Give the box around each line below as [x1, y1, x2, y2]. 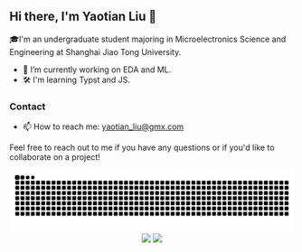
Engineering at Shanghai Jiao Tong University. [9, 46, 182, 57]
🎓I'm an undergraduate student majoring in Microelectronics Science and [9, 33, 287, 44]
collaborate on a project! [9, 152, 101, 163]
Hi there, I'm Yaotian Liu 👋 [9, 9, 157, 24]
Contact [9, 100, 46, 113]
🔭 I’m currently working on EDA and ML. [22, 64, 172, 75]
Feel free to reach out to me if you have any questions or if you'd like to [9, 142, 275, 154]
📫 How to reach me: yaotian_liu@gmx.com [22, 121, 184, 132]
